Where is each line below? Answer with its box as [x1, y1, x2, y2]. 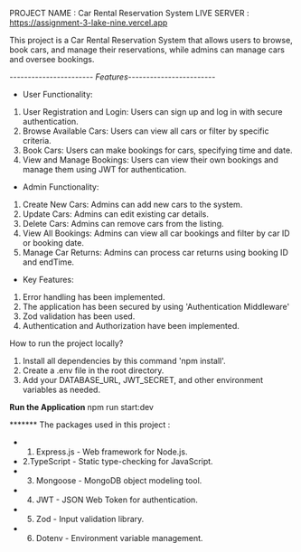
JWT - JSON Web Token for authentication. [35, 494, 199, 505]
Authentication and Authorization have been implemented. [22, 321, 240, 331]
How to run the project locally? [9, 338, 124, 349]
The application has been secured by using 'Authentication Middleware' [22, 302, 290, 312]
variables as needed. [22, 384, 101, 395]
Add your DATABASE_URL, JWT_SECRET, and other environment [22, 375, 264, 385]
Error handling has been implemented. [22, 292, 165, 302]
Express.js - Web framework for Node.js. [35, 446, 188, 457]
